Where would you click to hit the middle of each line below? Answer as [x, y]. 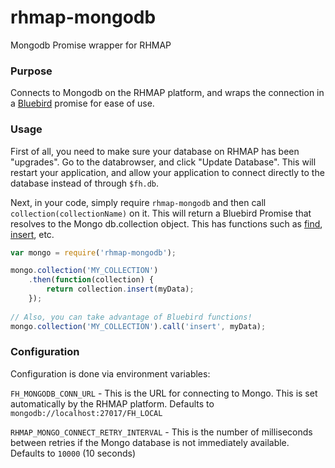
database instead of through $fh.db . [85, 183]
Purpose [31, 71]
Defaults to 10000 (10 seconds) [73, 453]
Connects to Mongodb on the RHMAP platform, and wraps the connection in [167, 93]
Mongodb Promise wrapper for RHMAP [91, 45]
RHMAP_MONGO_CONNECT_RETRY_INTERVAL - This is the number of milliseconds [161, 432]
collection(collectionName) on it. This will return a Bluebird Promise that [161, 213]
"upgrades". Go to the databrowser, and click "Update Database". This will [163, 162]
